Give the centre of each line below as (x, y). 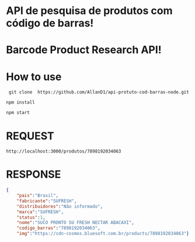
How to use (34, 77)
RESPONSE (34, 174)
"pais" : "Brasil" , (38, 196)
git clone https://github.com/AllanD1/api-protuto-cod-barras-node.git (99, 92)
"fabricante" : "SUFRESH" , (47, 201)
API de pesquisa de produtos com (89, 11)
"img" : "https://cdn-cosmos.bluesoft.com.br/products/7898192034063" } (103, 234)
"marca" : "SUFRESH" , (40, 212)
